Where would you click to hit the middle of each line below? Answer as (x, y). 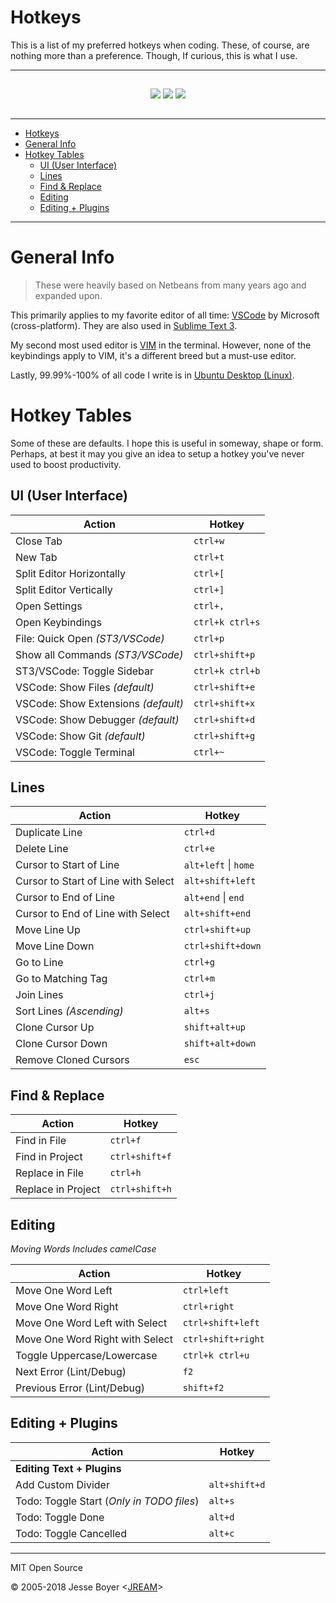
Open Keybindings (58, 622)
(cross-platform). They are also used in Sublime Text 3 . (124, 325)
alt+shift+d (237, 1484)
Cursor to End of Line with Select (92, 914)
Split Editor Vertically (64, 589)
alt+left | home (219, 865)
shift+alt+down (220, 1044)
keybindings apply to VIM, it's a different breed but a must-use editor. (153, 355)
